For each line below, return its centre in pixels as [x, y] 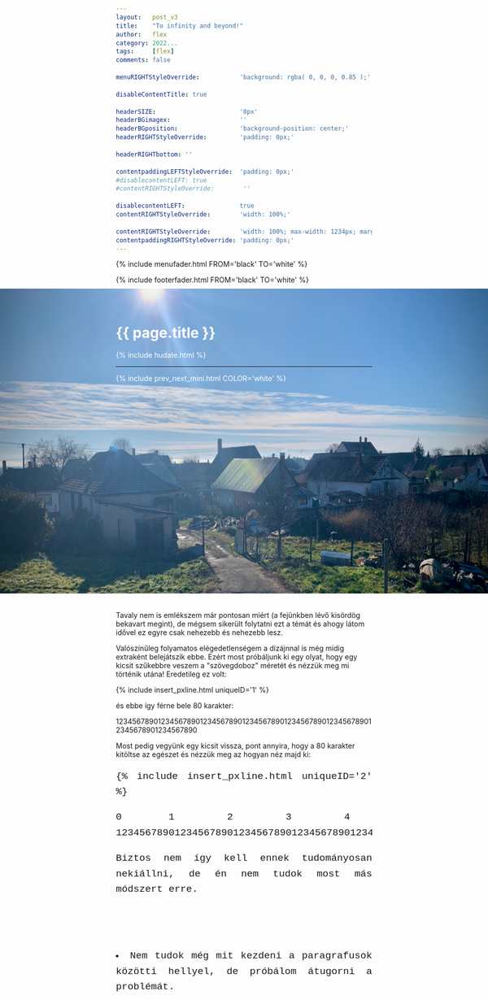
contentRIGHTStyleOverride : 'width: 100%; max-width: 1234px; [236, 232]
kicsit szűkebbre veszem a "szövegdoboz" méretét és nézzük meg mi [233, 666]
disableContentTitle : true [161, 94]
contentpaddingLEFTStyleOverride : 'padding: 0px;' [205, 172]
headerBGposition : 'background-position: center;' [233, 129]
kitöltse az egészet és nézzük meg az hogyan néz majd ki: [213, 754]
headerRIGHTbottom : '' [154, 154]
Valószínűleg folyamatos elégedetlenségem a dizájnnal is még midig [230, 648]
